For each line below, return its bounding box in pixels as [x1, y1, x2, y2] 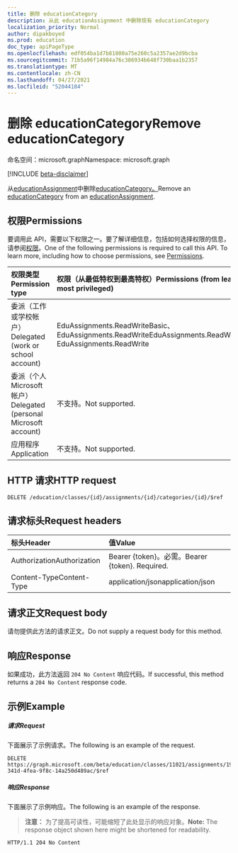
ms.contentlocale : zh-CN [7, 69, 81, 77]
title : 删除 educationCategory [7, 10, 98, 18]
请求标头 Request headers [7, 515, 122, 527]
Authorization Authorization [11, 555, 101, 565]
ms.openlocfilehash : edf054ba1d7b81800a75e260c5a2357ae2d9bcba [7, 50, 198, 57]
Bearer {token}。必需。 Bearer [108, 551, 208, 561]
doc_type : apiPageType [7, 43, 74, 50]
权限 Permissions [7, 214, 83, 227]
